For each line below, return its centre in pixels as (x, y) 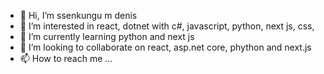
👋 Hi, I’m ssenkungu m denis (78, 15)
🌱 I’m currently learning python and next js (107, 36)
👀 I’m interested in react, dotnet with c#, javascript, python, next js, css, (167, 26)
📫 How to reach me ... (66, 58)
